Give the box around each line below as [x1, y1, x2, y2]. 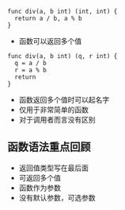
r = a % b [14, 66, 47, 74]
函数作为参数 [18, 183, 61, 192]
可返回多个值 [18, 173, 61, 182]
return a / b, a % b [14, 14, 82, 22]
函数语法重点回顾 [7, 140, 91, 154]
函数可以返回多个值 [18, 37, 82, 45]
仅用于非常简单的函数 [18, 105, 89, 115]
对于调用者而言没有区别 [18, 115, 96, 124]
